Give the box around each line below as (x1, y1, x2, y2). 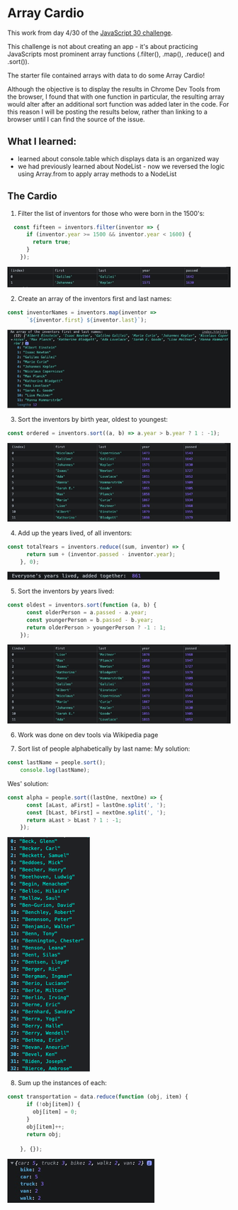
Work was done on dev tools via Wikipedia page (17, 731, 159, 739)
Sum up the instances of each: (17, 1079, 108, 1087)
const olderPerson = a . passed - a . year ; (25, 609, 147, 616)
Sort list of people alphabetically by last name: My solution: (17, 744, 191, 753)
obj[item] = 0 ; (33, 1108, 78, 1116)
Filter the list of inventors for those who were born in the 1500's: (17, 209, 205, 217)
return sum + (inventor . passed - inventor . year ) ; (25, 551, 176, 558)
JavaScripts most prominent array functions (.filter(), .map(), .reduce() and (7, 50, 225, 58)
